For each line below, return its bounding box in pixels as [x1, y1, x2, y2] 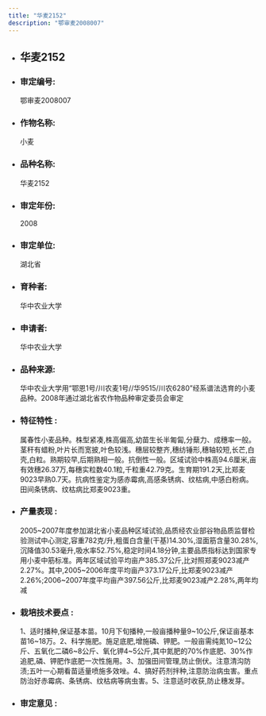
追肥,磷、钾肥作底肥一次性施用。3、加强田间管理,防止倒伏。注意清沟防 [19, 656, 252, 666]
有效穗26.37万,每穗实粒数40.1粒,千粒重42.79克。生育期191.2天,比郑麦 [19, 464, 246, 474]
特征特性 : [19, 415, 58, 426]
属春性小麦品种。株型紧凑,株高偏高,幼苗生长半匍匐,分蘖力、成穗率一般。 [19, 434, 256, 445]
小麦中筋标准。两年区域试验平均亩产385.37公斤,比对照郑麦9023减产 [26, 555, 250, 564]
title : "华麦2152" [8, 11, 67, 20]
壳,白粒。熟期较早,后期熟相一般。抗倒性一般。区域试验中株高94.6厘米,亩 [19, 454, 256, 464]
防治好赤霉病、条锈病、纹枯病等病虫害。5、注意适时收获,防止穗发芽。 [19, 676, 249, 686]
